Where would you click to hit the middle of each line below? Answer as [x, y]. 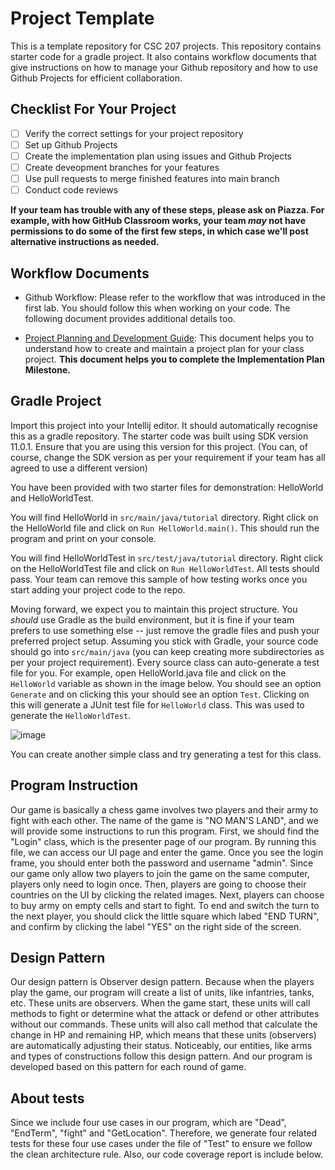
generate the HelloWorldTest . [71, 715]
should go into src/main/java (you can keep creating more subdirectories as [167, 651]
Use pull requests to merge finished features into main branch [152, 178]
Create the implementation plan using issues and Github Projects [158, 156]
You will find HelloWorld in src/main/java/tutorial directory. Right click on [164, 517]
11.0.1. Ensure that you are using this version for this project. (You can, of [159, 446]
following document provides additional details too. [130, 318]
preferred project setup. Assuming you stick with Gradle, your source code [164, 641]
